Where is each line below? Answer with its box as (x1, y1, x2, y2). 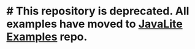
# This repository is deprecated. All (6, 4, 189, 18)
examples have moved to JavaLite (6, 17, 183, 31)
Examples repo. (6, 30, 88, 44)
